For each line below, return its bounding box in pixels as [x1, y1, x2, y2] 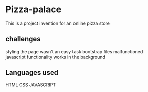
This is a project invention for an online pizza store [5, 20, 110, 26]
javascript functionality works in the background [5, 54, 106, 60]
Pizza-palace [5, 4, 62, 15]
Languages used [5, 68, 59, 77]
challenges [5, 35, 41, 43]
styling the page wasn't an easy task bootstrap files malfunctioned [5, 48, 143, 54]
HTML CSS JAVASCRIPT [5, 82, 56, 88]
